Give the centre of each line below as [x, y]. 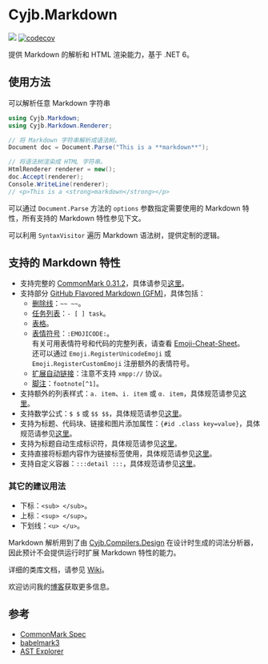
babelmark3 [40, 642]
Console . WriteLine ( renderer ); [59, 184]
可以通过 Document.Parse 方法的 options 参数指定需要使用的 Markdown [124, 208]
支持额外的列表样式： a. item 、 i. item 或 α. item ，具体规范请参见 [130, 393]
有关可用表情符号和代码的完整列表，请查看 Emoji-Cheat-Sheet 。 [138, 344]
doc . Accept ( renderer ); [46, 177]
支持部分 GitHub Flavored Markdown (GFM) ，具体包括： [112, 293]
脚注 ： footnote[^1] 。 [68, 384]
